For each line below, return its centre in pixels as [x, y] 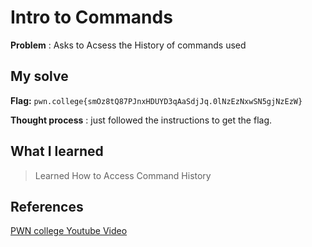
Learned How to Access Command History [123, 175]
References [47, 206]
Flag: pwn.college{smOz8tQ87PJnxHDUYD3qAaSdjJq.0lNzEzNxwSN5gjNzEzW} [156, 100]
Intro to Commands [91, 17]
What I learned [57, 151]
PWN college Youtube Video [69, 231]
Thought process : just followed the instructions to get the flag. [141, 120]
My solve [39, 76]
